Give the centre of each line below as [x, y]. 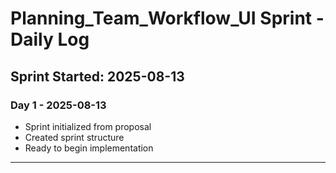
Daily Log [50, 39]
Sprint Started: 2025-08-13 [97, 76]
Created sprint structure [74, 137]
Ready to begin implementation [89, 148]
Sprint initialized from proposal [88, 126]
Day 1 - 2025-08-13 [58, 105]
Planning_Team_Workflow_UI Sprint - [167, 18]
